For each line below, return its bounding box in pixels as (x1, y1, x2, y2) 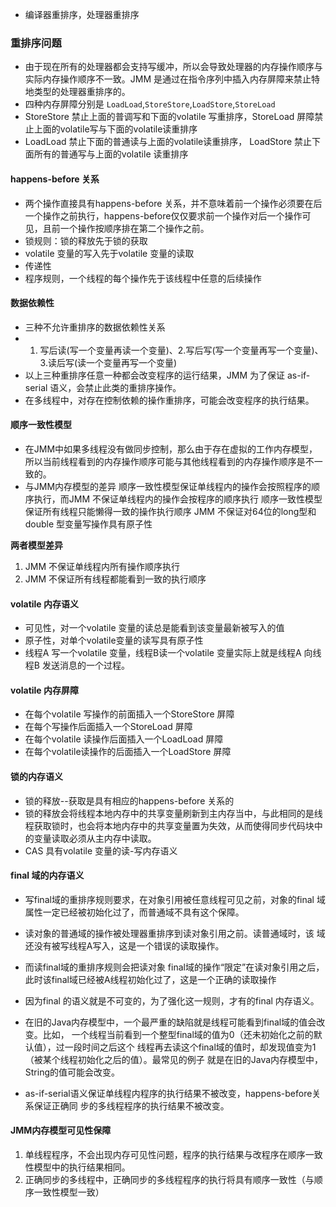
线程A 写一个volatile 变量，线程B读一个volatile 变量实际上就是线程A (24, 647, 302, 659)
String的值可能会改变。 (24, 1066, 121, 1078)
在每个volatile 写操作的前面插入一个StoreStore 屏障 (24, 708, 235, 720)
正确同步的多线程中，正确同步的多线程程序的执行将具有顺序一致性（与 (24, 1173, 315, 1185)
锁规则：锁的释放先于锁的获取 (24, 234, 148, 247)
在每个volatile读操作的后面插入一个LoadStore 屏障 (24, 746, 232, 758)
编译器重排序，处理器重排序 (24, 9, 140, 20)
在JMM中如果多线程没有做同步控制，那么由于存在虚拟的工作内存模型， (24, 443, 318, 455)
